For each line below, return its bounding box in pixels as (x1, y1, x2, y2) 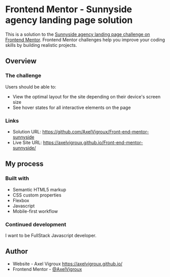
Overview (5, 57, 37, 66)
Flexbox (12, 197, 29, 203)
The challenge (5, 72, 42, 79)
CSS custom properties (12, 192, 62, 198)
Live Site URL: (12, 139, 42, 146)
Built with (5, 175, 29, 182)
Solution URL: (12, 128, 42, 134)
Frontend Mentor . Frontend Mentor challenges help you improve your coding (5, 37, 165, 43)
